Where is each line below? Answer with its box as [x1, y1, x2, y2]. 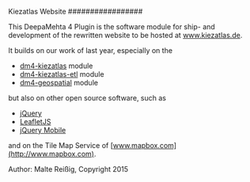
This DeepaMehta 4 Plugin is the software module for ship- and [8, 22, 215, 31]
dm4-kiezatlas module [19, 61, 93, 70]
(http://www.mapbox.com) [8, 150, 95, 158]
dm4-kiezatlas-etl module [19, 70, 104, 78]
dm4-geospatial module [19, 78, 99, 87]
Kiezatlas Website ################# [8, 7, 143, 16]
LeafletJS [19, 117, 51, 126]
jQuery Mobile [19, 126, 66, 135]
